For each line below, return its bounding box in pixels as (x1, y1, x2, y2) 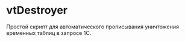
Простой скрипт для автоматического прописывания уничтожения (6, 23, 180, 30)
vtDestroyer (6, 4, 68, 17)
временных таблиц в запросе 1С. (6, 29, 92, 36)
